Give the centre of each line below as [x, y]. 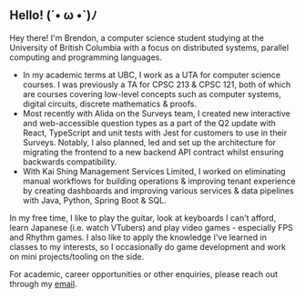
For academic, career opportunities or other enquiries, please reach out [143, 273]
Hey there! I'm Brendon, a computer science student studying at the [137, 37]
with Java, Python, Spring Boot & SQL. [94, 200]
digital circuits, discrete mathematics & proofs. [110, 104]
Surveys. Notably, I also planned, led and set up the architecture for [149, 142]
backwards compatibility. [70, 162]
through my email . [43, 283]
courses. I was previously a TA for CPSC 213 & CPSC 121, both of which [157, 84]
